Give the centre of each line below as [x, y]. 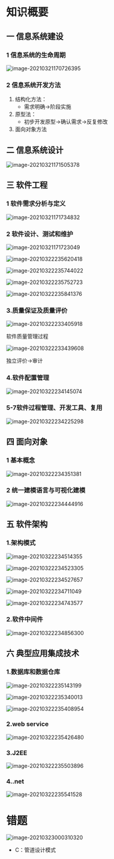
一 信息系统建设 [35, 36]
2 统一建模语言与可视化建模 [46, 490]
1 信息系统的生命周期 [36, 55]
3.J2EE [17, 753]
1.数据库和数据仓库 [33, 672]
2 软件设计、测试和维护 [40, 234]
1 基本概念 [21, 460]
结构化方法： [31, 99]
